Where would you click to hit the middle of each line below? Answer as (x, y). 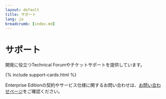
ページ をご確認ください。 (36, 91)
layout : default (22, 10)
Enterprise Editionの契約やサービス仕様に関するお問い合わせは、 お (74, 85)
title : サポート (21, 14)
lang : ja (14, 19)
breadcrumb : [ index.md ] (30, 24)
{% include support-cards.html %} (41, 75)
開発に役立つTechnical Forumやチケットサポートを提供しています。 (75, 65)
